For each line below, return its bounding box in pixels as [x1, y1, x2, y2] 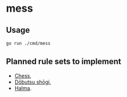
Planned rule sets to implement [6, 57, 121, 67]
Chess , [14, 72, 32, 79]
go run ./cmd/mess [6, 40, 51, 46]
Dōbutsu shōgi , [14, 78, 51, 85]
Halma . [14, 84, 32, 92]
